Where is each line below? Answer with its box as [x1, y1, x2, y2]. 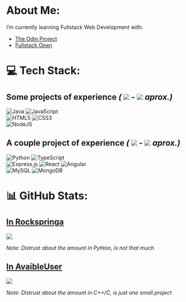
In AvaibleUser [6, 262, 63, 272]
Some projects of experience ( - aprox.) [6, 91, 173, 102]
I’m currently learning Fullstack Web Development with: [6, 23, 143, 31]
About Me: [6, 4, 60, 17]
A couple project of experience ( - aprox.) [6, 138, 181, 148]
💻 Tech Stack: [6, 64, 81, 78]
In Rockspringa [6, 217, 64, 227]
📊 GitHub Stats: [6, 189, 88, 202]
